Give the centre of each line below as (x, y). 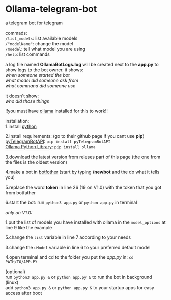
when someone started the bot (38, 75)
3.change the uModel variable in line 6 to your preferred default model (78, 247)
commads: (16, 33)
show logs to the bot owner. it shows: (45, 70)
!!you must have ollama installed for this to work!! (57, 111)
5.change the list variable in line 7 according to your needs (68, 237)
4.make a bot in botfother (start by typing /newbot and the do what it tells (82, 172)
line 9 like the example (29, 227)
